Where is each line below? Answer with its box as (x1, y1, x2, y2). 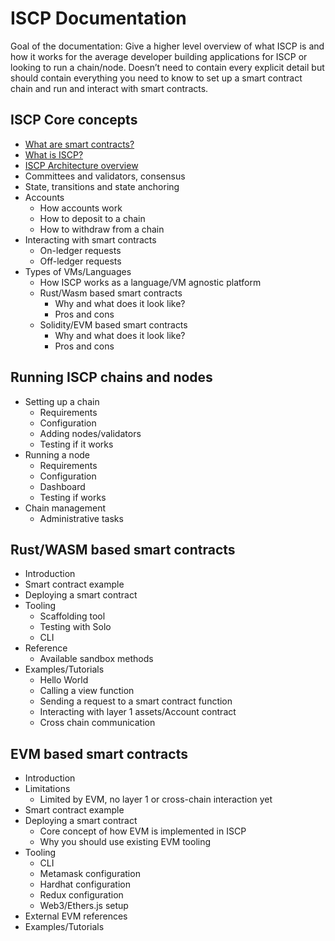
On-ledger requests (39, 244, 122, 256)
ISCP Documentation (10, 7, 187, 30)
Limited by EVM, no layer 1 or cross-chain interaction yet (39, 793, 273, 806)
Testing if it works (39, 438, 114, 450)
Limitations (24, 783, 71, 795)
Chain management (24, 502, 107, 514)
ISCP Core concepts (10, 112, 138, 129)
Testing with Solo (39, 621, 112, 633)
